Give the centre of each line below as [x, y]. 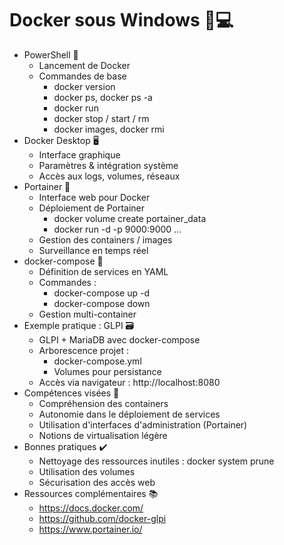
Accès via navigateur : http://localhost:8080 [129, 382]
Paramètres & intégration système [108, 165]
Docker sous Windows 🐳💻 [121, 20]
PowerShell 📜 [51, 54]
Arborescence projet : [83, 350]
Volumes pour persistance [107, 371]
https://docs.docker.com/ [91, 508]
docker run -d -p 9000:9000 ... [117, 229]
